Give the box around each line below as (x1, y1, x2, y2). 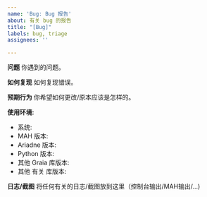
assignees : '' (7, 37, 49, 44)
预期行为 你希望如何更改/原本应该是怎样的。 (7, 93, 135, 102)
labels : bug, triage (7, 30, 68, 37)
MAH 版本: (17, 132, 49, 141)
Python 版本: (17, 150, 55, 158)
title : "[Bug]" (7, 23, 52, 30)
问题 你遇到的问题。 (7, 63, 65, 71)
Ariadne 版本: (17, 141, 57, 149)
